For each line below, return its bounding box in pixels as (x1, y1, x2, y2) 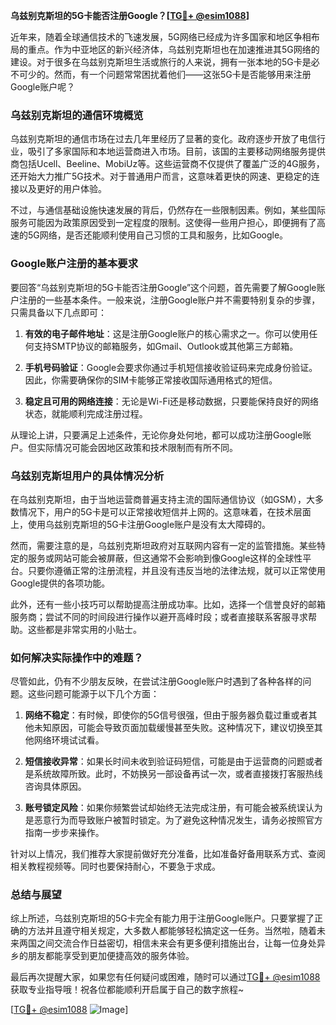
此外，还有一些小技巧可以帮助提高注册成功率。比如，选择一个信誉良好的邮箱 (10, 598, 326, 610)
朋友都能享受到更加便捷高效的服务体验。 (27, 950, 195, 962)
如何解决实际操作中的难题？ (10, 650, 144, 664)
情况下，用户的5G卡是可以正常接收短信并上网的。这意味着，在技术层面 (18, 505, 312, 518)
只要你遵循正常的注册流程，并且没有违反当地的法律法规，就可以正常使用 (27, 564, 326, 576)
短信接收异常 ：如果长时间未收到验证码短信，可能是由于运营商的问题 (24, 755, 306, 768)
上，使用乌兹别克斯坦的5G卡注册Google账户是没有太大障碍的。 (10, 518, 272, 530)
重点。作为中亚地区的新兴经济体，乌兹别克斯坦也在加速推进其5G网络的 (27, 44, 320, 55)
